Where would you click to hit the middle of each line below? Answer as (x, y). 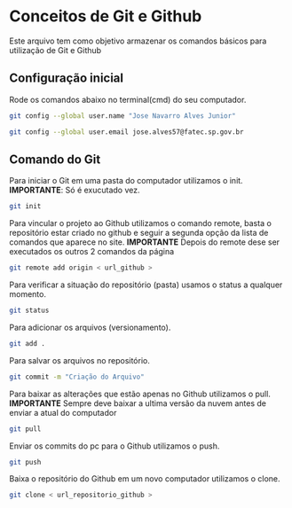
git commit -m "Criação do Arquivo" (77, 377)
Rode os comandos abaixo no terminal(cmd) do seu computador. (128, 99)
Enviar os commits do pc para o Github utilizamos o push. (114, 446)
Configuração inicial (67, 78)
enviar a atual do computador (63, 412)
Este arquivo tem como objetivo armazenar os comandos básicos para (138, 41)
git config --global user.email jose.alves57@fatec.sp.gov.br (126, 132)
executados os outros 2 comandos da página (92, 252)
